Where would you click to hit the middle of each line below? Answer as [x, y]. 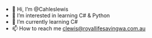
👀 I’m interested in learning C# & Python [61, 15]
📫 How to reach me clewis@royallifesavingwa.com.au [79, 28]
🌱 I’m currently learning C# [45, 22]
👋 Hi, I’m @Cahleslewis [40, 9]
